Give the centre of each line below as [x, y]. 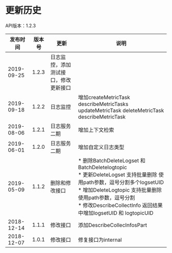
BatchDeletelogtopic [102, 167]
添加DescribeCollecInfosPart [113, 225]
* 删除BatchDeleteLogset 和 [112, 160]
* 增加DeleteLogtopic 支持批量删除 [120, 190]
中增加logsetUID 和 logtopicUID [116, 213]
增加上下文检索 [96, 130]
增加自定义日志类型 [101, 147]
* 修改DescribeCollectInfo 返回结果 [120, 205]
